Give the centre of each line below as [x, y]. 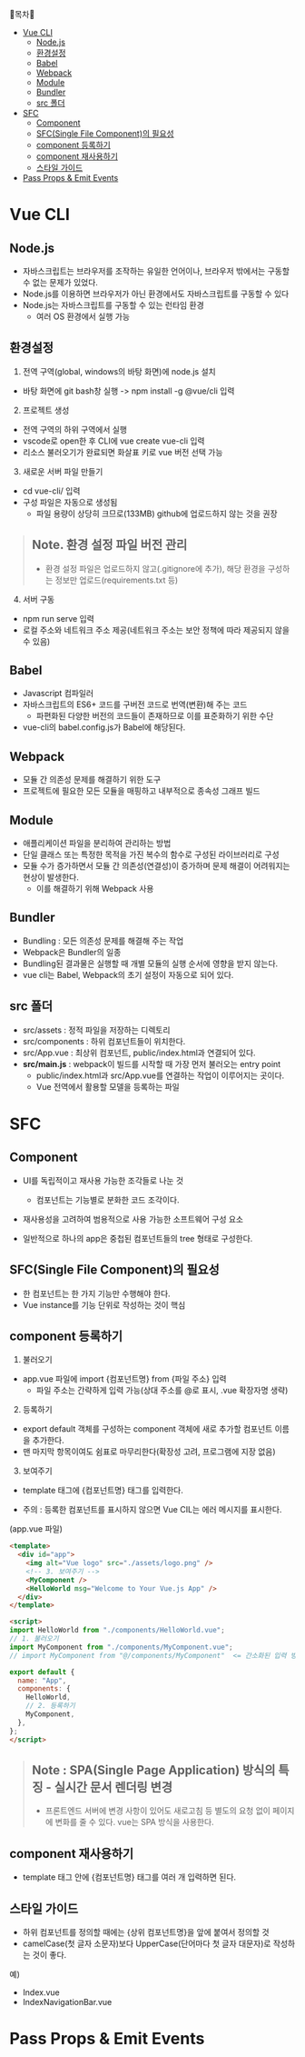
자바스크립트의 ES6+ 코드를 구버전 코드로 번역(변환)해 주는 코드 [135, 704]
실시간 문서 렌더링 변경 [113, 1787]
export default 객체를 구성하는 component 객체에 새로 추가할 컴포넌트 [148, 1429]
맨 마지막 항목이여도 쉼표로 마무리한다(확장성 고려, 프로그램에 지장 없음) [149, 1452]
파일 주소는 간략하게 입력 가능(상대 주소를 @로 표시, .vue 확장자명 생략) [162, 1391]
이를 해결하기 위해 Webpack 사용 [95, 889]
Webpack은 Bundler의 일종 [72, 952]
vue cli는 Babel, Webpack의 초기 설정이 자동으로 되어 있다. [128, 974]
